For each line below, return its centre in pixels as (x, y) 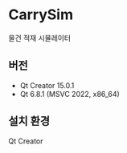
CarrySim (41, 15)
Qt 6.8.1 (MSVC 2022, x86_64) (70, 94)
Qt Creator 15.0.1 (47, 85)
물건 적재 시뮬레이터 (39, 38)
